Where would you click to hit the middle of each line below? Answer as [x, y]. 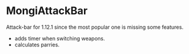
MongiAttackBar [47, 11]
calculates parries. [37, 45]
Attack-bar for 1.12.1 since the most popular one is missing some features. [95, 27]
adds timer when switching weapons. [60, 38]
